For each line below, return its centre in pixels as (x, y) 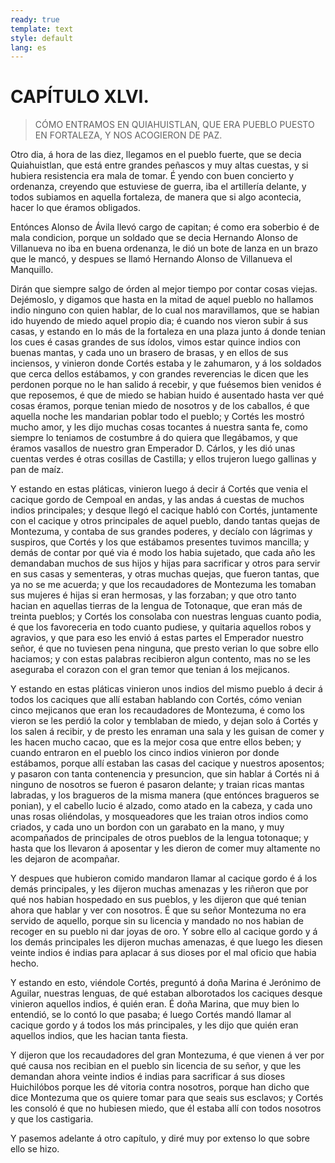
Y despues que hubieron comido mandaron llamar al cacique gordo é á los (164, 878)
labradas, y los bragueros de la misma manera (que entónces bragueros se (165, 795)
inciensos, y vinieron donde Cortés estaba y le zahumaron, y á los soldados (166, 363)
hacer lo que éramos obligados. (76, 208)
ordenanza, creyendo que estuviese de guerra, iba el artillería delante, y (158, 187)
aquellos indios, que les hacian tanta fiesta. (99, 1036)
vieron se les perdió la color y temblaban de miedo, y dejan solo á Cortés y (164, 721)
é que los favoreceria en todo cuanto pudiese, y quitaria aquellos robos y (161, 627)
